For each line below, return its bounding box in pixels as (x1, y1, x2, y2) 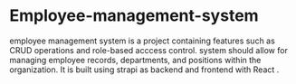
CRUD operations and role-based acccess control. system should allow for (9, 44, 288, 55)
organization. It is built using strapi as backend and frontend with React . (9, 64, 280, 75)
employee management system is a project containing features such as (9, 35, 276, 46)
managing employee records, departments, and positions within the (9, 54, 262, 65)
